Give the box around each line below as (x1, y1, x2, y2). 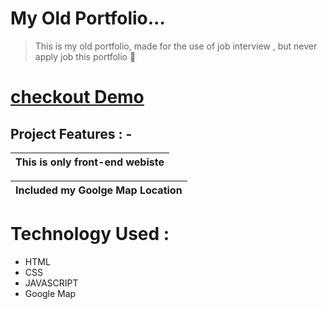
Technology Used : (10, 223, 170, 246)
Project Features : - (10, 125, 133, 142)
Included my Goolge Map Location (15, 183, 183, 197)
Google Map (24, 287, 77, 299)
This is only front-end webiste (15, 155, 165, 169)
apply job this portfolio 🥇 (34, 50, 137, 62)
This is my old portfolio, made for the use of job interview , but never (34, 40, 318, 52)
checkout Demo (10, 86, 145, 109)
